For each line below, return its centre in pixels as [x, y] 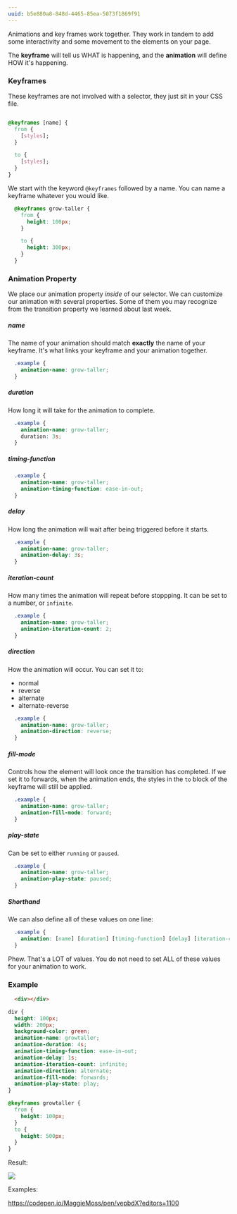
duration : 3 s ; [41, 436]
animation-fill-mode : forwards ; [62, 1077]
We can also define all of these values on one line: [81, 919]
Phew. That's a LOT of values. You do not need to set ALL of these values [114, 959]
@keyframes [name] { [38, 123]
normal [28, 683]
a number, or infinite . [41, 603]
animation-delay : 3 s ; [52, 555]
